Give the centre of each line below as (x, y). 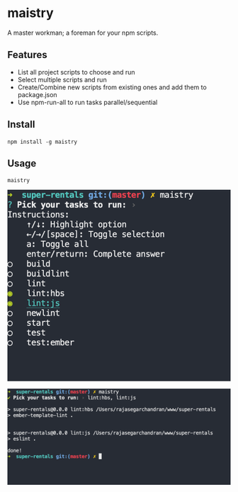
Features (27, 55)
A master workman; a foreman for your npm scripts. (83, 33)
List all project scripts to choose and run (76, 72)
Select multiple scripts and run (62, 79)
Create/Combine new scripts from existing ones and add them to (112, 87)
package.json (38, 94)
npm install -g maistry (42, 142)
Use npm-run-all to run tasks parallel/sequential (87, 102)
